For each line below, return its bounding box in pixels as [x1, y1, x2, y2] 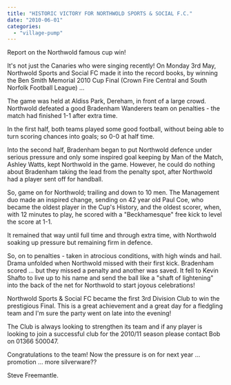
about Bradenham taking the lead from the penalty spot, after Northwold [7, 168, 212, 176]
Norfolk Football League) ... [7, 83, 85, 92]
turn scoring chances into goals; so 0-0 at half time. [7, 132, 155, 141]
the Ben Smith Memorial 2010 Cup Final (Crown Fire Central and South [7, 77, 208, 85]
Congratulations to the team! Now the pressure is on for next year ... [7, 351, 201, 359]
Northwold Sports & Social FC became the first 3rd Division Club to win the [7, 295, 220, 303]
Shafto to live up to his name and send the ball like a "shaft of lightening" [7, 274, 214, 282]
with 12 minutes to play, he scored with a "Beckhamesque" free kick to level [7, 210, 223, 219]
